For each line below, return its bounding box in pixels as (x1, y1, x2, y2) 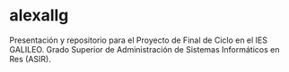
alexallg (9, 5, 69, 26)
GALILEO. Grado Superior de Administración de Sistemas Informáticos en (9, 44, 280, 54)
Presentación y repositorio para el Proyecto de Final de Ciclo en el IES (9, 35, 267, 45)
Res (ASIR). (9, 53, 51, 64)
